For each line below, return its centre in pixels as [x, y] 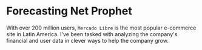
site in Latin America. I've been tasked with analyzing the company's [92, 34]
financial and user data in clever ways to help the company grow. [87, 40]
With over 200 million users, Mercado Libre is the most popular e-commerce [101, 28]
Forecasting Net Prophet [69, 11]
